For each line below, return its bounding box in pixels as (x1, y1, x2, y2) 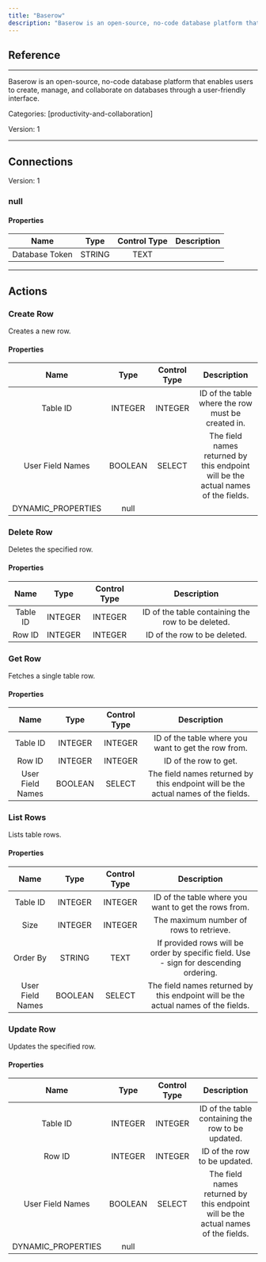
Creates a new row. (8, 326, 71, 336)
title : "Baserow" (8, 11, 66, 20)
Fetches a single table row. (8, 671, 96, 680)
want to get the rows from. (151, 902, 249, 913)
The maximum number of (153, 914, 248, 925)
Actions (8, 284, 47, 298)
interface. (8, 94, 40, 103)
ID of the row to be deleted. (145, 629, 247, 640)
